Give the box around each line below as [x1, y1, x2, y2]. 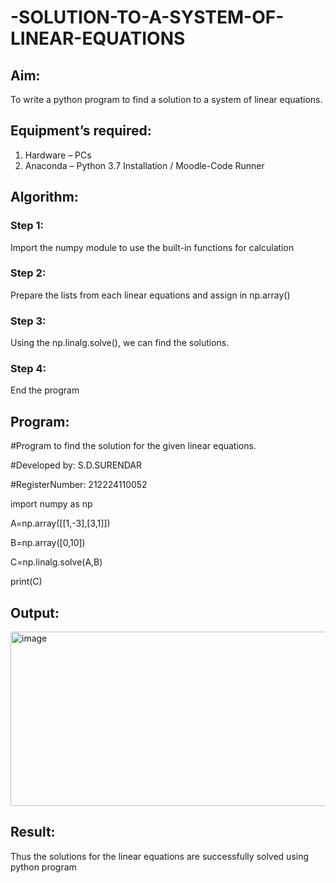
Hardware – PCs [24, 149, 92, 161]
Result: [10, 824, 56, 841]
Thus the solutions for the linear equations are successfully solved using [10, 850, 310, 862]
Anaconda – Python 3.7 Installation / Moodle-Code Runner [24, 159, 265, 171]
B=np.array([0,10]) [10, 537, 86, 549]
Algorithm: [10, 189, 79, 206]
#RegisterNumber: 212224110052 [10, 479, 148, 491]
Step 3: [10, 314, 47, 328]
